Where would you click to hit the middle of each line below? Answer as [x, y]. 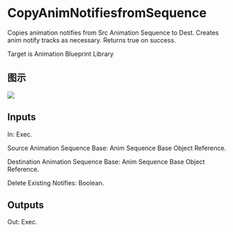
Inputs [22, 117]
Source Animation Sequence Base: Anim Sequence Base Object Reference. [117, 148]
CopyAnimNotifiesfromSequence [107, 13]
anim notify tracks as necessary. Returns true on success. [92, 40]
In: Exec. [20, 134]
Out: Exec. [22, 222]
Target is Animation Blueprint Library [61, 54]
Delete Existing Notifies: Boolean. [56, 182]
